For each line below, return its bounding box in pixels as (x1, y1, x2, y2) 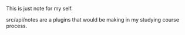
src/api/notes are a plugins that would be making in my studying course (6, 16, 180, 23)
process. (6, 23, 28, 29)
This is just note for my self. (6, 5, 73, 12)
